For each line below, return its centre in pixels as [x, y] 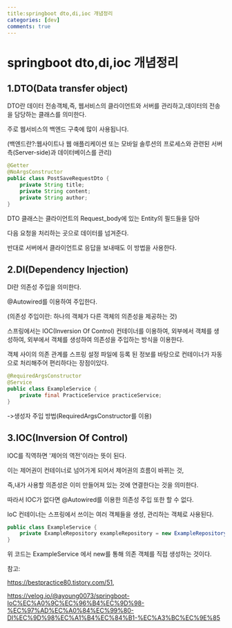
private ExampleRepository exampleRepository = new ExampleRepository [123, 533]
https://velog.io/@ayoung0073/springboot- [68, 596]
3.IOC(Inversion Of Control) [68, 438]
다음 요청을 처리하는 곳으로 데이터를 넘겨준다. [68, 233]
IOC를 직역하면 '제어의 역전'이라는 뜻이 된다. [67, 455]
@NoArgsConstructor [35, 172]
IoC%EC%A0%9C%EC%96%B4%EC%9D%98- [76, 603]
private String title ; [52, 185]
